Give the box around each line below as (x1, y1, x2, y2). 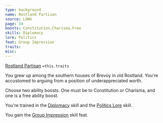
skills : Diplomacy (5, 30, 43, 35)
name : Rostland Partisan (5, 12, 57, 17)
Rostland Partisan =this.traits (5, 63, 69, 69)
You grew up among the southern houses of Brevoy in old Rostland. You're (5, 72, 159, 78)
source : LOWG (5, 16, 32, 21)
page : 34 (5, 21, 23, 26)
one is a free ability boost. (5, 93, 59, 99)
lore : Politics (5, 35, 37, 40)
